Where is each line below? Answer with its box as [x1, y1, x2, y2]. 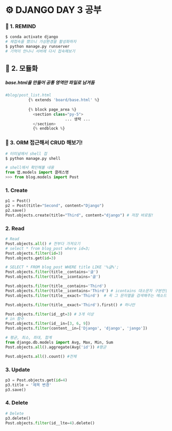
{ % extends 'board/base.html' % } [28, 97, 100, 102]
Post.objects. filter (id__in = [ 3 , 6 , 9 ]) [5, 321, 91, 326]
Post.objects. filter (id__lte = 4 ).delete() [5, 420, 95, 425]
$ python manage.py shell [5, 156, 60, 161]
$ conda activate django [5, 34, 58, 39]
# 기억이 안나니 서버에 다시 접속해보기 [5, 49, 75, 54]
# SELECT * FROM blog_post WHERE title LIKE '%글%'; [5, 264, 119, 270]
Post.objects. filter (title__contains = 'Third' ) [5, 283, 106, 289]
